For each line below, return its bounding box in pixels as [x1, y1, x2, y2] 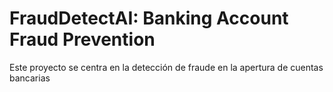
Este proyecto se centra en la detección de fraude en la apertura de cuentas [9, 61, 324, 73]
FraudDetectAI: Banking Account [9, 7, 289, 30]
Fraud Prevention [9, 28, 156, 51]
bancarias [9, 72, 51, 84]
